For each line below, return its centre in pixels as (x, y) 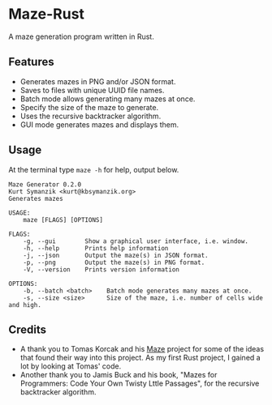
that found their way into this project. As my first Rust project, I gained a (140, 358)
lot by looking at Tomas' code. (71, 366)
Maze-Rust (47, 14)
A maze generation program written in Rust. (81, 36)
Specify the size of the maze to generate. (89, 107)
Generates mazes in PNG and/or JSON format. (98, 81)
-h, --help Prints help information (96, 248)
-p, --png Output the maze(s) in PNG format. (114, 262)
